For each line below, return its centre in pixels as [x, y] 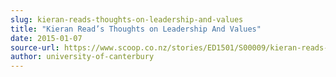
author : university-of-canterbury [82, 57]
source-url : [35, 47]
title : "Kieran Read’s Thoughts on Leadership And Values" [136, 29]
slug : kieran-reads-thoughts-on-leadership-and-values [127, 19]
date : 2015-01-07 [46, 38]
